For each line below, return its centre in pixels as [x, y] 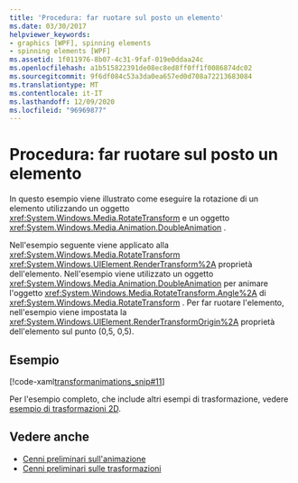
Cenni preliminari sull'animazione [84, 459]
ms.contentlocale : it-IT [56, 93]
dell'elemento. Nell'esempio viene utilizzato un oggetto [112, 274]
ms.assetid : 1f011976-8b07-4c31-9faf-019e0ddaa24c [107, 60]
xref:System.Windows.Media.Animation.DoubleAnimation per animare [139, 283]
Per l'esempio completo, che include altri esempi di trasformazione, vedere [149, 399]
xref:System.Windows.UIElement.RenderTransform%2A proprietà [131, 265]
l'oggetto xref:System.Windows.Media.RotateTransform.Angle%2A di [138, 293]
